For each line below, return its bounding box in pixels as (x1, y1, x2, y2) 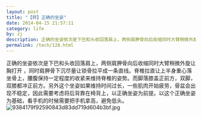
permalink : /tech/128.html (6, 43, 74, 49)
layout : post (6, 8, 39, 15)
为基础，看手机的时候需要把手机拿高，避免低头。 (6, 97, 127, 104)
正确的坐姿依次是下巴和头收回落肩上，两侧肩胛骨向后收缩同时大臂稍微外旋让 (6, 59, 196, 67)
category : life (6, 25, 44, 32)
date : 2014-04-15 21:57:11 (6, 20, 74, 26)
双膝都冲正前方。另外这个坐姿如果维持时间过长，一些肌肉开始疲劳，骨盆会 (6, 82, 191, 89)
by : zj (6, 31, 23, 37)
